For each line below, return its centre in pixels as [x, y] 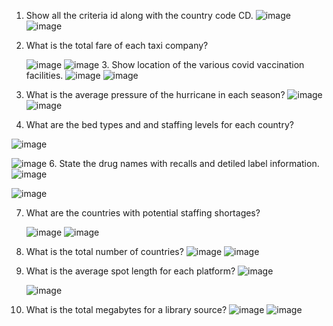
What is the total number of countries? [104, 251]
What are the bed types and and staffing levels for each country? [159, 124]
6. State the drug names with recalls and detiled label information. [184, 163]
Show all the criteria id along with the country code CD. [139, 15]
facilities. [44, 75]
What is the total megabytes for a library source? [126, 309]
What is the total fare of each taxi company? [117, 45]
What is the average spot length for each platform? [130, 271]
